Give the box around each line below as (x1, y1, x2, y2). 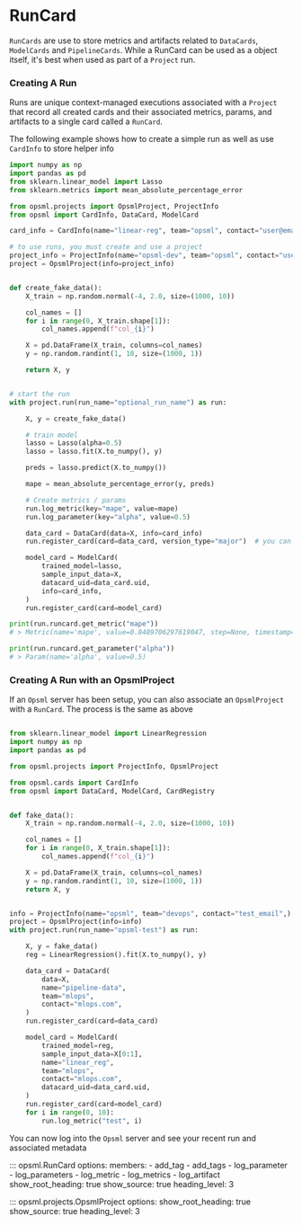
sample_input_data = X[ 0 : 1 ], (41, 1049, 143, 1059)
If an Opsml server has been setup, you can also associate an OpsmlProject (9, 694, 285, 706)
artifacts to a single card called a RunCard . (9, 116, 164, 127)
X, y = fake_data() (25, 942, 99, 951)
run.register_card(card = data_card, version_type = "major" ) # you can (25, 537, 292, 546)
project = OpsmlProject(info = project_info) (9, 260, 175, 269)
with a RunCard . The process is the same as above (9, 704, 193, 715)
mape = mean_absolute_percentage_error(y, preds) (25, 480, 216, 489)
